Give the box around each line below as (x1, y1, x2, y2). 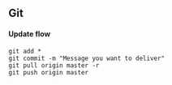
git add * (8, 47, 42, 55)
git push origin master (8, 68, 89, 76)
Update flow (8, 28, 51, 39)
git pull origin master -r (8, 61, 100, 70)
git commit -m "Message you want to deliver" (8, 54, 165, 62)
